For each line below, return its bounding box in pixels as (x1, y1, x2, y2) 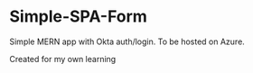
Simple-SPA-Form (9, 6, 147, 27)
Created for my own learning (9, 53, 117, 64)
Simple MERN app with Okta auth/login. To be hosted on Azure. (9, 36, 246, 47)
